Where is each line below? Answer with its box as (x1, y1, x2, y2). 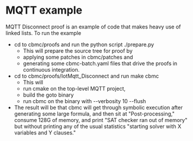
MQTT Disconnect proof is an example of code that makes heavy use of (5, 23, 181, 30)
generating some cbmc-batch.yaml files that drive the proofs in (22, 60, 178, 67)
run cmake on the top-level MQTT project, (22, 85, 126, 92)
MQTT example (5, 4, 82, 17)
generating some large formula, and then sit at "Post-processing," (14, 110, 175, 117)
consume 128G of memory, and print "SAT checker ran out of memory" (14, 116, 188, 123)
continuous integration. (22, 66, 80, 73)
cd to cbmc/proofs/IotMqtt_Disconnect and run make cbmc (14, 72, 159, 79)
